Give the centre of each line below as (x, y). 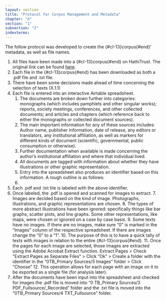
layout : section (22, 10)
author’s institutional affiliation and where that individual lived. (83, 156)
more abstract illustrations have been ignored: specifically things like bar (86, 209)
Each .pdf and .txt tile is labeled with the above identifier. (70, 188)
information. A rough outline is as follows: (62, 177)
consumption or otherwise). (48, 146)
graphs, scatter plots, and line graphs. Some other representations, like (85, 214)
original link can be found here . (44, 67)
